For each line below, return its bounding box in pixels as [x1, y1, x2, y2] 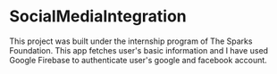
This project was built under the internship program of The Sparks [9, 36, 253, 46]
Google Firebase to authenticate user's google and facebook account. [9, 54, 268, 65]
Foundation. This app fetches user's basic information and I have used [9, 45, 269, 55]
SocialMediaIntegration [9, 6, 188, 27]
